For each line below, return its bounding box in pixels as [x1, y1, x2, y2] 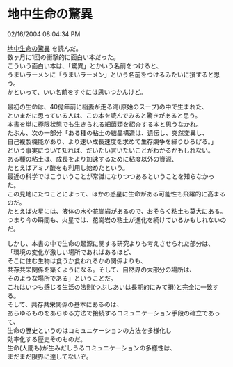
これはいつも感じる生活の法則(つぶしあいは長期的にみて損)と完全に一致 [7, 283, 214, 291]
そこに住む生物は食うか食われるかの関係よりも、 [7, 256, 147, 265]
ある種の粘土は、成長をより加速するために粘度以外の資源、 [7, 155, 178, 163]
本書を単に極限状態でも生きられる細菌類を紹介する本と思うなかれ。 [7, 120, 203, 128]
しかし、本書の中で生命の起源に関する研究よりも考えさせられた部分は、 [7, 239, 214, 247]
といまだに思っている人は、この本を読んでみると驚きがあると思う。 [7, 111, 202, 119]
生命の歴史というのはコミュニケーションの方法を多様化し [7, 326, 172, 334]
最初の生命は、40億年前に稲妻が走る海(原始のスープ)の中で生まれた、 [7, 102, 209, 111]
